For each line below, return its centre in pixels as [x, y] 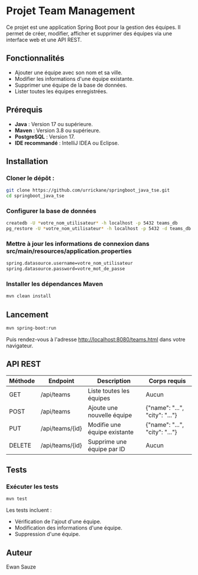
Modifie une [104, 425]
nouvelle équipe [110, 415]
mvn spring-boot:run [32, 328]
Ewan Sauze [21, 567]
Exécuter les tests [32, 487]
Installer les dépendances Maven [55, 284]
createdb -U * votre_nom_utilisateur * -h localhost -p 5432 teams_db [92, 223]
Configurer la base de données [51, 211]
